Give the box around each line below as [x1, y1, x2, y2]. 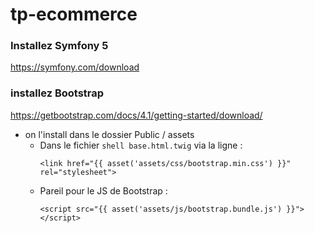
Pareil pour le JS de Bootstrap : [39, 184, 168, 197]
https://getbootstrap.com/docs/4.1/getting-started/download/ [10, 109, 263, 121]
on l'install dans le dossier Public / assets [24, 128, 195, 140]
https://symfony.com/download [10, 61, 140, 73]
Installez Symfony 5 [10, 39, 109, 53]
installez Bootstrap [10, 86, 105, 100]
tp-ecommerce [10, 3, 138, 26]
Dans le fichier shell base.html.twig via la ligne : [39, 139, 243, 151]
